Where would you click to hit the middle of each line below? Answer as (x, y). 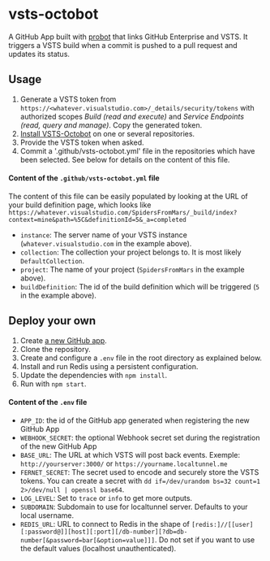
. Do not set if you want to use (205, 539)
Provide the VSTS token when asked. (82, 142)
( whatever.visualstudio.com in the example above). (106, 243)
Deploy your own (52, 321)
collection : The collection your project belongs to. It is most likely (131, 252)
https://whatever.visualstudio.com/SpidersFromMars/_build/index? (123, 212)
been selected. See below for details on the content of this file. (125, 159)
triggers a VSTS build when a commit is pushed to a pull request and (123, 45)
